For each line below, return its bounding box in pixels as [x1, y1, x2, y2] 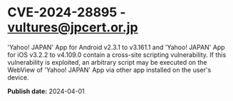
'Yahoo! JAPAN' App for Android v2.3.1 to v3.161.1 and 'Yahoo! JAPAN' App [7, 43, 226, 51]
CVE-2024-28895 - [7, 4, 126, 21]
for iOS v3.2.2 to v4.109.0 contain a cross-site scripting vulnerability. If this [7, 51, 227, 59]
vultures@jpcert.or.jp [7, 19, 138, 36]
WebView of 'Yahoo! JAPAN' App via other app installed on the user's [7, 65, 212, 74]
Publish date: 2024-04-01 [7, 87, 85, 95]
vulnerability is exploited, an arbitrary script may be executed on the [7, 58, 208, 66]
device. [7, 73, 29, 82]
